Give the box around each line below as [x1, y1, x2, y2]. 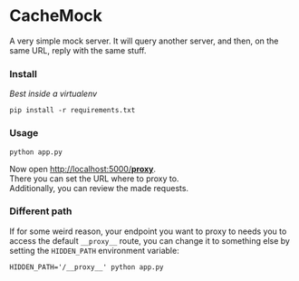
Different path [9, 205, 72, 218]
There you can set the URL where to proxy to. [9, 173, 179, 184]
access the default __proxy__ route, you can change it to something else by [9, 235, 290, 246]
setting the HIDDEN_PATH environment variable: [9, 245, 179, 256]
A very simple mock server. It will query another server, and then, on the [9, 35, 279, 46]
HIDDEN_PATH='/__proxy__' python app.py [9, 262, 165, 272]
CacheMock [9, 5, 102, 26]
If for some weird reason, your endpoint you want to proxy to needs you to [9, 226, 287, 237]
